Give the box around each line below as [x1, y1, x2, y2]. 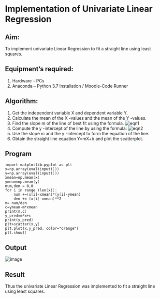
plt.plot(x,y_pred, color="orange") [5, 226, 79, 231]
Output [5, 243, 27, 252]
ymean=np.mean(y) [5, 179, 40, 185]
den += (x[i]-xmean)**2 [14, 196, 62, 202]
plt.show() [5, 230, 27, 236]
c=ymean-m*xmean [5, 205, 38, 210]
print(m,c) [5, 209, 27, 214]
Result [5, 270, 25, 279]
